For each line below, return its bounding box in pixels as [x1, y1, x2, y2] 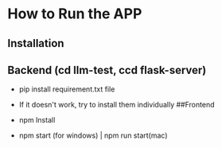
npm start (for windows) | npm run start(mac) [18, 130, 168, 140]
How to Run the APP [7, 5, 142, 23]
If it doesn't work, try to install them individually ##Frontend [18, 100, 215, 110]
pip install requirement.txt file [18, 84, 115, 94]
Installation [7, 37, 64, 50]
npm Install [18, 115, 56, 125]
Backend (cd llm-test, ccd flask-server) [7, 63, 207, 76]
